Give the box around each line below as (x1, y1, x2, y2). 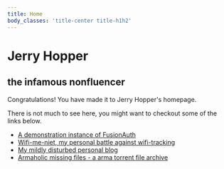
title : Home (7, 10, 43, 18)
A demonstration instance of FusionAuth (17, 130, 137, 139)
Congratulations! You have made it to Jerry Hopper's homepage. (7, 95, 197, 103)
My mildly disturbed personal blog (17, 145, 119, 154)
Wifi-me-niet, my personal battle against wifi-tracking (17, 138, 176, 146)
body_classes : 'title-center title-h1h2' (7, 17, 132, 24)
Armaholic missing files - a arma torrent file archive (17, 153, 169, 161)
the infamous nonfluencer (7, 76, 126, 88)
